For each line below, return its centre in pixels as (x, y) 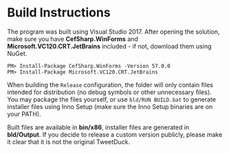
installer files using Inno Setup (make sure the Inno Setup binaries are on (110, 106)
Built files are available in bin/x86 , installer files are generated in (98, 127)
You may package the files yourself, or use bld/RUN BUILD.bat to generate (112, 99)
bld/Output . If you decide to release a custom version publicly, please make (115, 134)
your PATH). (24, 114)
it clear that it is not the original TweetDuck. (69, 141)
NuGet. (17, 54)
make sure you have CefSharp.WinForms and (73, 38)
